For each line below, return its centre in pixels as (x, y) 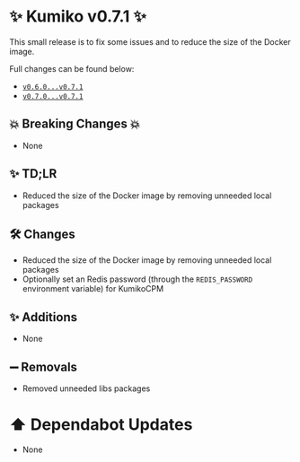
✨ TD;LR (33, 174)
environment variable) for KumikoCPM (93, 289)
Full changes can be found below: (72, 68)
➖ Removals (44, 366)
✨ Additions (44, 317)
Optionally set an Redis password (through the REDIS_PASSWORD (137, 279)
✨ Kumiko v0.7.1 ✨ (78, 17)
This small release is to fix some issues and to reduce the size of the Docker (150, 41)
